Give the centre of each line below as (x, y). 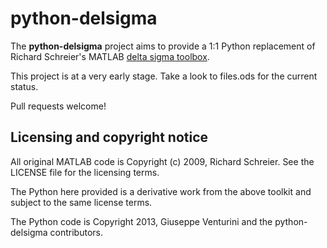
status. (24, 86)
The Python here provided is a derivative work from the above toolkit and (161, 191)
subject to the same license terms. (81, 202)
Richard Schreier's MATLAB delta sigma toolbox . (110, 56)
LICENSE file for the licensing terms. (85, 172)
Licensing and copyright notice (109, 137)
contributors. (76, 232)
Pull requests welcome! (58, 106)
